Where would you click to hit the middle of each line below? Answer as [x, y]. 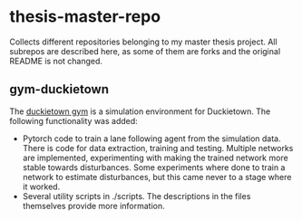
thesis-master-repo [85, 17]
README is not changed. [56, 61]
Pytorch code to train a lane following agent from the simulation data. [151, 139]
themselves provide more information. [93, 206]
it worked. [41, 187]
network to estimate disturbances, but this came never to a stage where [157, 177]
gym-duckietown [59, 89]
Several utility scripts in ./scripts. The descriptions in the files [136, 196]
